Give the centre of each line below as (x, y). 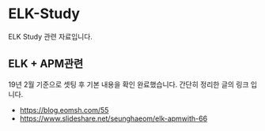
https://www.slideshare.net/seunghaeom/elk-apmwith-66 (114, 118)
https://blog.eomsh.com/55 (64, 110)
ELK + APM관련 (46, 64)
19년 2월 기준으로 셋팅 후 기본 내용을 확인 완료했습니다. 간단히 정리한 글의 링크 (129, 84)
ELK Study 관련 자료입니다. (51, 36)
